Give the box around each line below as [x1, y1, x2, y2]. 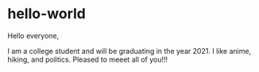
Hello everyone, [7, 31, 60, 40]
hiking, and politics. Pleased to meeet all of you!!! [7, 55, 168, 64]
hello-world [7, 5, 87, 23]
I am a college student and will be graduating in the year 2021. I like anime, [7, 46, 252, 55]
